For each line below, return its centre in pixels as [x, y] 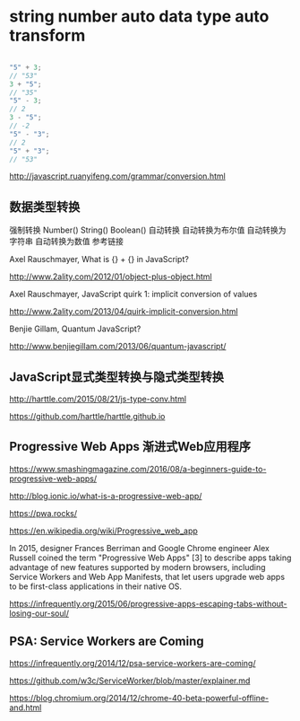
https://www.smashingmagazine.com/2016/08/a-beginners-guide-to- [138, 469]
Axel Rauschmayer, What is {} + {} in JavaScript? [99, 259]
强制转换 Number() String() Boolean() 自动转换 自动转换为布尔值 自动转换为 [148, 230]
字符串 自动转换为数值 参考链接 [66, 242]
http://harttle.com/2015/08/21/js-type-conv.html [98, 399]
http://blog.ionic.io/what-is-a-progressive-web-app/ [106, 496]
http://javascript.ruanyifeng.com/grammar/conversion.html [117, 176]
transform [47, 35]
